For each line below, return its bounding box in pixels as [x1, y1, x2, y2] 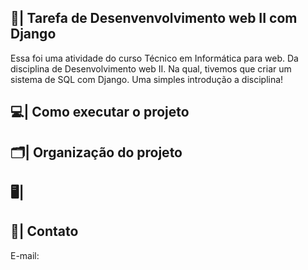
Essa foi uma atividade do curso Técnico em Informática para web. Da [10, 52, 299, 64]
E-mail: [10, 249, 40, 261]
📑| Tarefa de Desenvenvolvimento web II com [10, 10, 298, 27]
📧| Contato [10, 223, 79, 240]
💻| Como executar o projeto [10, 104, 190, 121]
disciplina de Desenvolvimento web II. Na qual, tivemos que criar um [10, 62, 292, 75]
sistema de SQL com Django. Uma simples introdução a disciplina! [10, 73, 284, 85]
